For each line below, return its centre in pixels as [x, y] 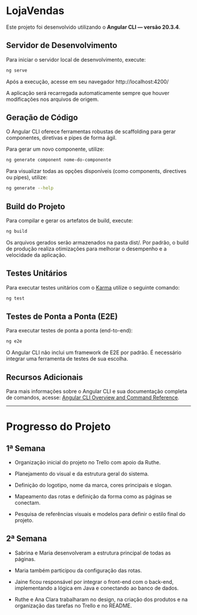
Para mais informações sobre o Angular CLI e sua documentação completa [97, 392]
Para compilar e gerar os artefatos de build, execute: [69, 220]
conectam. [28, 503]
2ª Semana [26, 538]
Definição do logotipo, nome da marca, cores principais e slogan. [93, 485]
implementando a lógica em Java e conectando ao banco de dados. [96, 588]
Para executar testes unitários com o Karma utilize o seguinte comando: [93, 287]
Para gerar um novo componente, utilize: [55, 149]
